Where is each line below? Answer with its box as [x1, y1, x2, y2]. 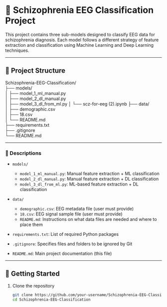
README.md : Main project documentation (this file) [12, 251, 112, 257]
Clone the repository [12, 283, 55, 289]
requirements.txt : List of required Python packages [12, 231, 119, 237]
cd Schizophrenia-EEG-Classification [12, 297, 91, 302]
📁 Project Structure [5, 67, 66, 75]
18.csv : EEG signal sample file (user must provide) [19, 211, 123, 217]
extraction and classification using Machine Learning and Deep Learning [5, 42, 154, 48]
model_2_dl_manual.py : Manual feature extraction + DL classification [19, 176, 159, 182]
